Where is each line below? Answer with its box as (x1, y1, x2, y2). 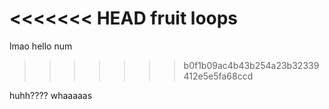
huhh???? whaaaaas (9, 89, 93, 101)
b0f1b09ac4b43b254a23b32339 (183, 59, 320, 71)
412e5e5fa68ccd (183, 70, 254, 82)
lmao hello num (9, 40, 73, 52)
